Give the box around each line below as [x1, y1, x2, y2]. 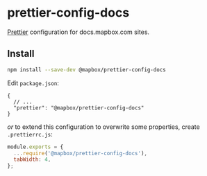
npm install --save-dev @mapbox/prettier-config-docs [7, 66, 167, 73]
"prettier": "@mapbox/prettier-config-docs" [13, 104, 144, 112]
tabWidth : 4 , [13, 156, 51, 164]
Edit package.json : [7, 78, 59, 87]
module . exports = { [7, 143, 64, 150]
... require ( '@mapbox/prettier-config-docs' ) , [13, 150, 148, 157]
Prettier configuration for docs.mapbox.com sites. [7, 28, 150, 36]
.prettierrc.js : [7, 130, 53, 138]
